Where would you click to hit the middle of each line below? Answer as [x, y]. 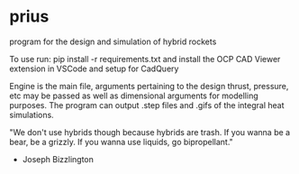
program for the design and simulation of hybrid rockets [113, 41]
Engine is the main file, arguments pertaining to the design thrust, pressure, [149, 86]
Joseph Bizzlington [58, 159]
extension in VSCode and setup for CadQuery [94, 69]
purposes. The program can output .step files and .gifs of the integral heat [147, 105]
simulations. [32, 114]
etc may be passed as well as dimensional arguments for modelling [134, 96]
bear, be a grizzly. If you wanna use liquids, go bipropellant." [122, 142]
